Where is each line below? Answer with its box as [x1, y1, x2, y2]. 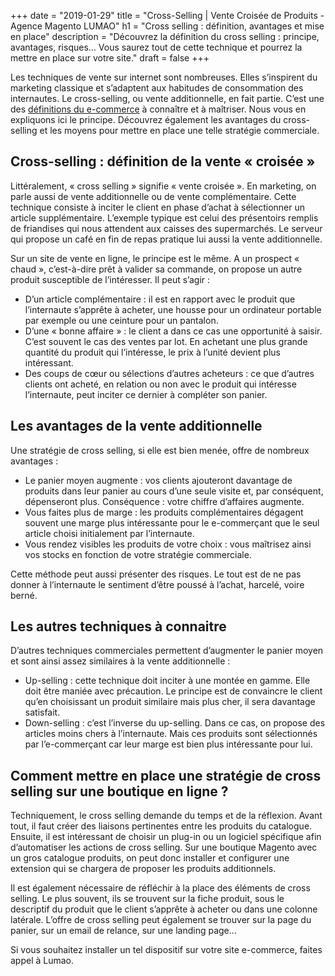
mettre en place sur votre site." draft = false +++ [10, 52, 210, 64]
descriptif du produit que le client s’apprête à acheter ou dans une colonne [10, 903, 318, 915]
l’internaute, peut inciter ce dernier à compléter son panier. [24, 388, 268, 400]
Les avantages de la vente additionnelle [10, 418, 263, 435]
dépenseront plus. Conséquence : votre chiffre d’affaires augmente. [24, 495, 305, 507]
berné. [10, 589, 38, 601]
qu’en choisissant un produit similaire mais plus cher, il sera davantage [24, 696, 316, 708]
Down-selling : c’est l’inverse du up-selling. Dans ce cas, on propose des [24, 717, 326, 729]
